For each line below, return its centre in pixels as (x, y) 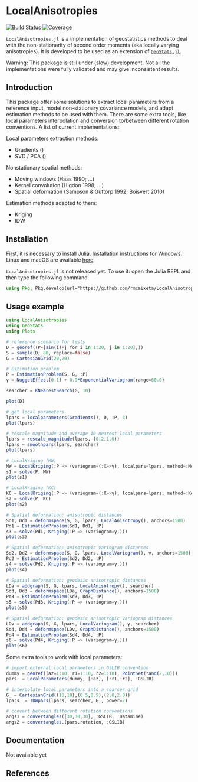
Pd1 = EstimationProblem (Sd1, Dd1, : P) (55, 526)
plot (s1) (17, 477)
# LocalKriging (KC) (32, 488)
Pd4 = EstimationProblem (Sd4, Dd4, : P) (55, 635)
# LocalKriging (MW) (32, 461)
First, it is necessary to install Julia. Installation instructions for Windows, (94, 253)
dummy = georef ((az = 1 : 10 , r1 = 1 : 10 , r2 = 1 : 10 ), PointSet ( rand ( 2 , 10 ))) (92, 673)
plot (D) (16, 401)
